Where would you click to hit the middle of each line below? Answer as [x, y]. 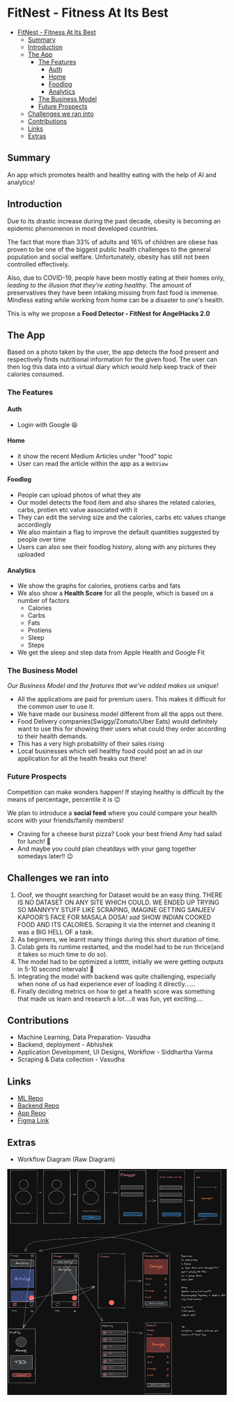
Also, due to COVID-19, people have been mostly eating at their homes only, [116, 278]
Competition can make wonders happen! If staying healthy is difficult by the [116, 792]
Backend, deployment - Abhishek [65, 1045]
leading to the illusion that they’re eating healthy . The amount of [99, 285]
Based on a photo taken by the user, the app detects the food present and [113, 352]
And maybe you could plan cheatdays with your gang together [107, 849]
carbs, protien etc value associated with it [77, 509]
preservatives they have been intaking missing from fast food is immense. [113, 292]
